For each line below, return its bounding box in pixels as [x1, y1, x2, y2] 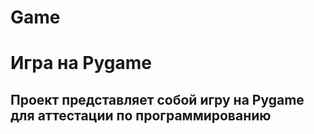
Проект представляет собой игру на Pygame [10, 91, 305, 108]
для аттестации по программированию [10, 107, 272, 124]
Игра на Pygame [10, 52, 152, 75]
